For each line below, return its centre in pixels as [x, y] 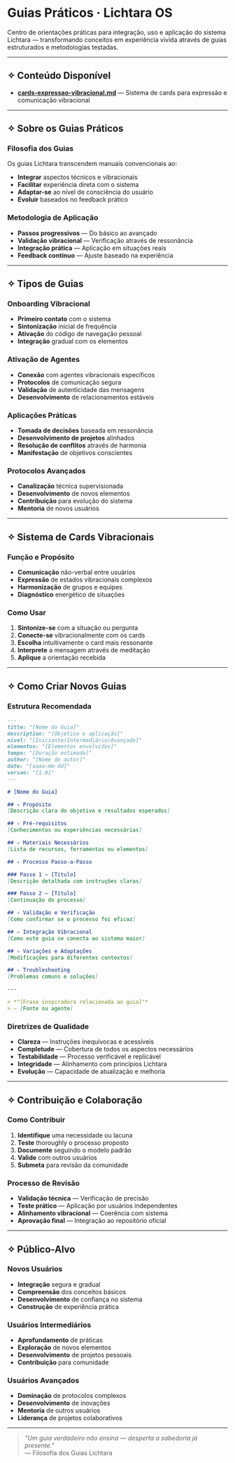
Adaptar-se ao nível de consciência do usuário [85, 192]
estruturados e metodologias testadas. [63, 47]
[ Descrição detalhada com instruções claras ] [74, 881]
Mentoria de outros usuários [59, 1410]
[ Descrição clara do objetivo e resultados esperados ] [89, 811]
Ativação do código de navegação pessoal [79, 334]
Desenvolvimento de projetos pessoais [74, 1355]
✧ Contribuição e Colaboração [75, 1100]
